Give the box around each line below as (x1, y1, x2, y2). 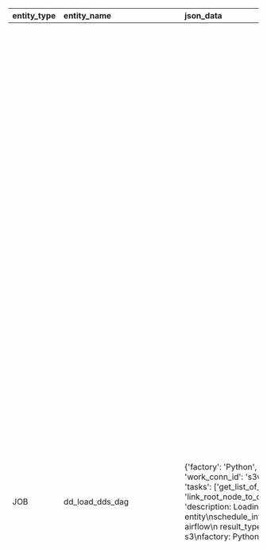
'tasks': (184, 482, 212, 492)
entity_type (12, 10, 56, 21)
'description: (184, 501, 232, 512)
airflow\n (184, 521, 219, 532)
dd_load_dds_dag (63, 497, 130, 507)
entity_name (63, 10, 112, 21)
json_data (184, 10, 222, 21)
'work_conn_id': (184, 471, 244, 482)
